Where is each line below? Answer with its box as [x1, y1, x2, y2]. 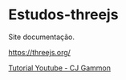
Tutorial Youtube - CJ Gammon [8, 62, 111, 73]
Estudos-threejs [8, 6, 119, 24]
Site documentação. [8, 32, 75, 42]
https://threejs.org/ [8, 47, 71, 57]
